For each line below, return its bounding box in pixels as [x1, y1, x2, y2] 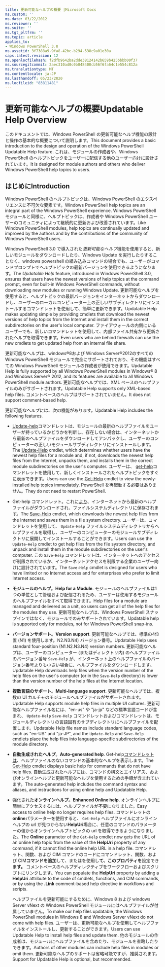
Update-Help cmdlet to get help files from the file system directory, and [12, 541, 156, 547]
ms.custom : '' [5, 12, 34, 17]
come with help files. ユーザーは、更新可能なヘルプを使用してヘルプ [12, 920, 151, 926]
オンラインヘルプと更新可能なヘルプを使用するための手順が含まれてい [16, 775, 159, 781]
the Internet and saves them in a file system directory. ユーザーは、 [12, 517, 149, 523]
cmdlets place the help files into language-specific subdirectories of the [12, 736, 159, 742]
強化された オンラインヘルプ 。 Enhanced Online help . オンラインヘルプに [12, 797, 160, 803]
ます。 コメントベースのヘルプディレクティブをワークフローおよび [12, 864, 146, 870]
